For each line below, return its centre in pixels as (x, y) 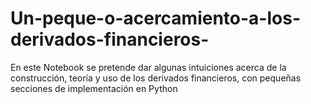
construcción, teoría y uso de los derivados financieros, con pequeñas (156, 78)
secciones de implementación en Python (94, 88)
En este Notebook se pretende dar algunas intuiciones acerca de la (148, 67)
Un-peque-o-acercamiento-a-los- (156, 18)
